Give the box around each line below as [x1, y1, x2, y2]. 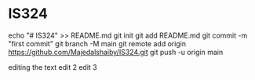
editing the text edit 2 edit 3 [8, 62, 97, 71]
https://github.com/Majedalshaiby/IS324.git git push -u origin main [8, 47, 224, 56]
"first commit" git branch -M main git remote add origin [8, 38, 187, 48]
